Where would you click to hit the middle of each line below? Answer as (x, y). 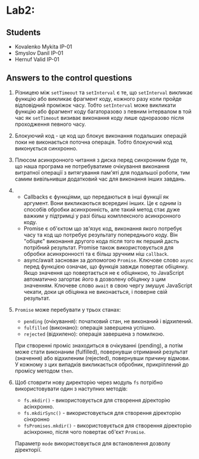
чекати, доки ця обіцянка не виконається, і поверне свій (95, 291)
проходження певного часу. (50, 124)
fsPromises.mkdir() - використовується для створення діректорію (108, 425)
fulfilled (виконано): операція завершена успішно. (90, 327)
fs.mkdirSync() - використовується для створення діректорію (102, 413)
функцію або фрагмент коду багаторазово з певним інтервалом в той (103, 111)
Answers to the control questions (69, 78)
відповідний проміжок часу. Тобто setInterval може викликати (95, 105)
